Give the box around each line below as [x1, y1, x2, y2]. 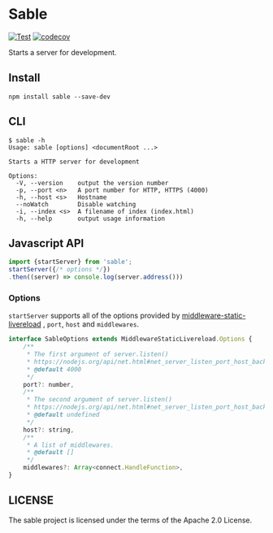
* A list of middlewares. [26, 440, 115, 449]
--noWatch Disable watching [15, 200, 136, 208]
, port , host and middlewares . [43, 319, 140, 329]
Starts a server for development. [8, 47, 117, 57]
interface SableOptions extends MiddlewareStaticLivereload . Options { [8, 335, 253, 344]
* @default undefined [26, 411, 100, 419]
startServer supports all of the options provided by [8, 310, 180, 321]
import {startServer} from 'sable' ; [8, 258, 132, 266]
